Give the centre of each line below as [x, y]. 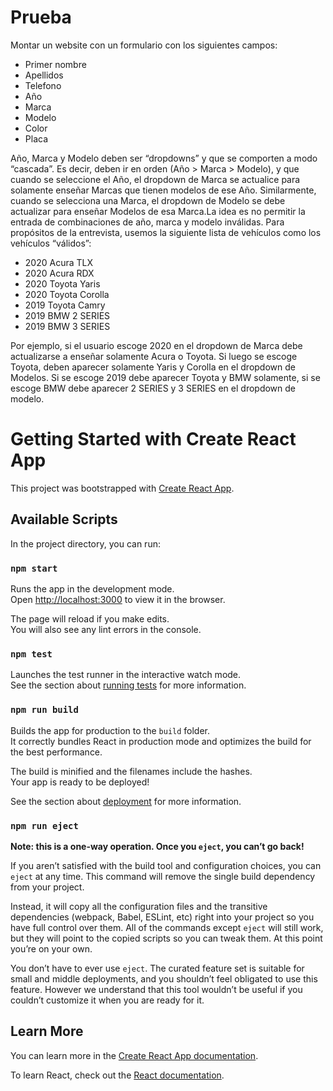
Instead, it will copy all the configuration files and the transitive [139, 906]
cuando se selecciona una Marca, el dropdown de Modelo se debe [148, 200]
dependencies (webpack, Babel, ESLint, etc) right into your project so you [162, 917]
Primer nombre [55, 64]
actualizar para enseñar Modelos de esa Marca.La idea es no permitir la [158, 211]
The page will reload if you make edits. [90, 618]
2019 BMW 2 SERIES [67, 315]
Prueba [41, 17]
